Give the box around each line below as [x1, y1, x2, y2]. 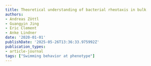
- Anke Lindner [5, 30, 37, 35]
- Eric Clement [5, 26, 37, 31]
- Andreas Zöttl [5, 16, 39, 21]
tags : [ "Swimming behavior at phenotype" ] [5, 53, 95, 59]
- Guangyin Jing [5, 21, 39, 26]
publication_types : [5, 44, 46, 49]
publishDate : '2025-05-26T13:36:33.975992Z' [5, 40, 99, 45]
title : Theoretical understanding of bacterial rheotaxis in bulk [5, 7, 146, 12]
